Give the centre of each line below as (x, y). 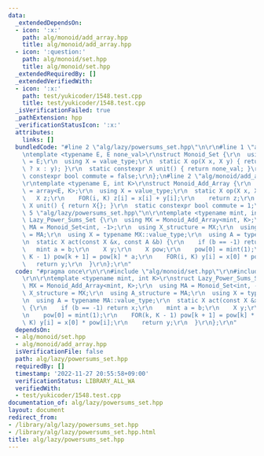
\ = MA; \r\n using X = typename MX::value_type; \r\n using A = (132, 235)
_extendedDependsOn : (49, 23)
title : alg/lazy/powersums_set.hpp (66, 439)
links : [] (38, 140)
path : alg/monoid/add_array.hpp (75, 37)
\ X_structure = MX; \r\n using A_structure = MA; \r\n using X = (133, 293)
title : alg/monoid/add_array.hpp (77, 45)
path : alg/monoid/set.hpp (65, 60)
